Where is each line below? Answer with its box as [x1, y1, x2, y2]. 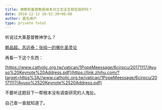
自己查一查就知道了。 [5, 100, 47, 106]
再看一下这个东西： [5, 55, 44, 61]
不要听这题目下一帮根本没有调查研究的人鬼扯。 [5, 90, 98, 96]
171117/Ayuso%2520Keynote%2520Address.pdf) [5, 80, 103, 86]
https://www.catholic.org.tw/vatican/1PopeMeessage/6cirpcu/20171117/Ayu [6, 65, 156, 70]
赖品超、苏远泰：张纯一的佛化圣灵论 [5, 44, 77, 51]
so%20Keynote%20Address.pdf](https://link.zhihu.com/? [5, 69, 120, 75]
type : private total [5, 20, 47, 26]
